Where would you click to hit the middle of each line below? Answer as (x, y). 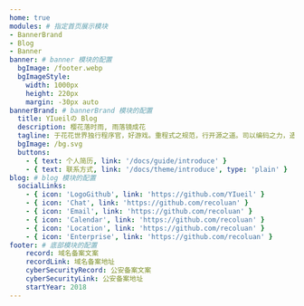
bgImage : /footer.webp (60, 69)
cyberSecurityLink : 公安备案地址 (85, 279)
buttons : (34, 152)
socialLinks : (42, 186)
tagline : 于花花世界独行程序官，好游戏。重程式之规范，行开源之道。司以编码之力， (153, 136)
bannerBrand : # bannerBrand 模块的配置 (81, 110)
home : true (30, 18)
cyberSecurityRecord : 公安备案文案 (89, 271)
